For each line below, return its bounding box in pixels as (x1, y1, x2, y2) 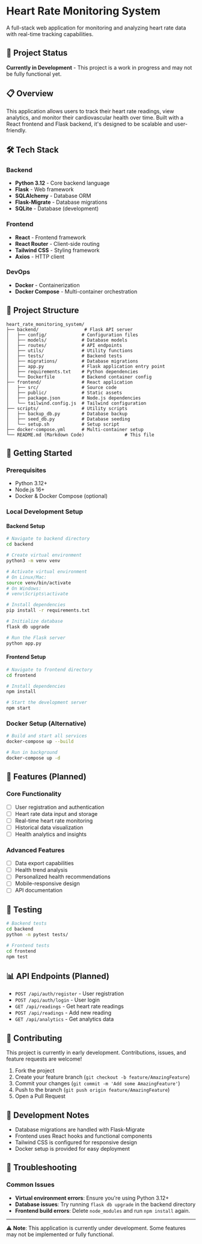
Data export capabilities (14, 860, 74, 867)
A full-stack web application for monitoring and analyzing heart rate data (6, 24, 186, 31)
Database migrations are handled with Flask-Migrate (14, 1126, 145, 1133)
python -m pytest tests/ (6, 932, 69, 938)
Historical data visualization (14, 824, 84, 831)
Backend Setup (6, 522, 45, 530)
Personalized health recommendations (14, 873, 111, 880)
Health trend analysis (14, 866, 68, 874)
